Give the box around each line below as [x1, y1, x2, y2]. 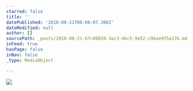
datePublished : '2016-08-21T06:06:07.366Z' [6, 19, 114, 25]
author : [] [6, 30, 33, 36]
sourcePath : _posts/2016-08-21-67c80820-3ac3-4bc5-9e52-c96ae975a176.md [6, 36, 188, 41]
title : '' [6, 14, 31, 20]
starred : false [6, 8, 43, 15]
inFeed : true [6, 41, 38, 47]
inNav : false [6, 52, 38, 58]
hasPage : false [6, 47, 43, 52]
